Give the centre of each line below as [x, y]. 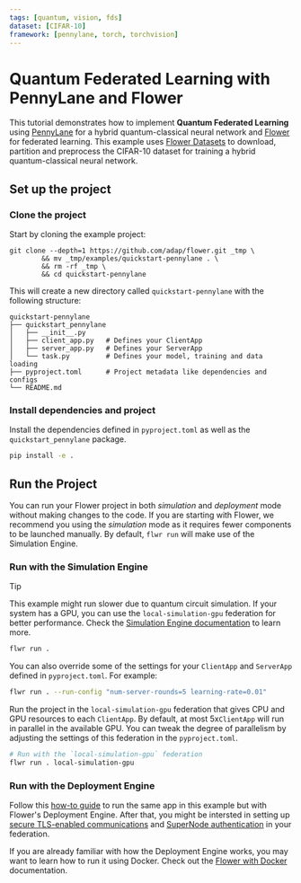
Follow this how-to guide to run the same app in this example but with [138, 806]
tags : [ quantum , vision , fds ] [66, 18]
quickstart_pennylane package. [68, 439]
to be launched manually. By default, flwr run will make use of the [132, 534]
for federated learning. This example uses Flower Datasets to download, [143, 142]
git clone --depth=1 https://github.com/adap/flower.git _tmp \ [132, 251]
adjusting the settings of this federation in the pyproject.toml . [124, 738]
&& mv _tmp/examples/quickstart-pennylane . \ [130, 259]
